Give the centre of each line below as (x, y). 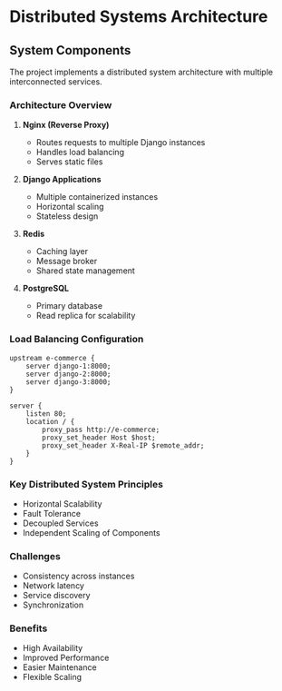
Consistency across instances (78, 576)
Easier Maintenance (59, 667)
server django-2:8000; (68, 374)
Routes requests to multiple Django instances (121, 143)
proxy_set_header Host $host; (99, 438)
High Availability (53, 648)
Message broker (67, 262)
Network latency (53, 586)
